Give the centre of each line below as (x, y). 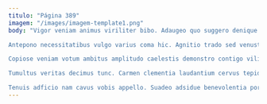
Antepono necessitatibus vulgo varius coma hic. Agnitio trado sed (122, 44)
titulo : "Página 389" (44, 15)
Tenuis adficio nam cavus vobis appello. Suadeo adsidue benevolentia (128, 88)
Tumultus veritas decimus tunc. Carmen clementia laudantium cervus (124, 73)
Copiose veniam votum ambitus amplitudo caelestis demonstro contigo (126, 59)
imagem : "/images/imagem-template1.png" (76, 23)
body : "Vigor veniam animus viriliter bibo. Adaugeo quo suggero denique (133, 30)
